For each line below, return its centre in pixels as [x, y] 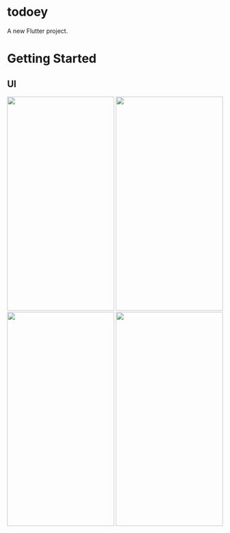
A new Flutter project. [38, 31]
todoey [28, 12]
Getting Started [52, 59]
